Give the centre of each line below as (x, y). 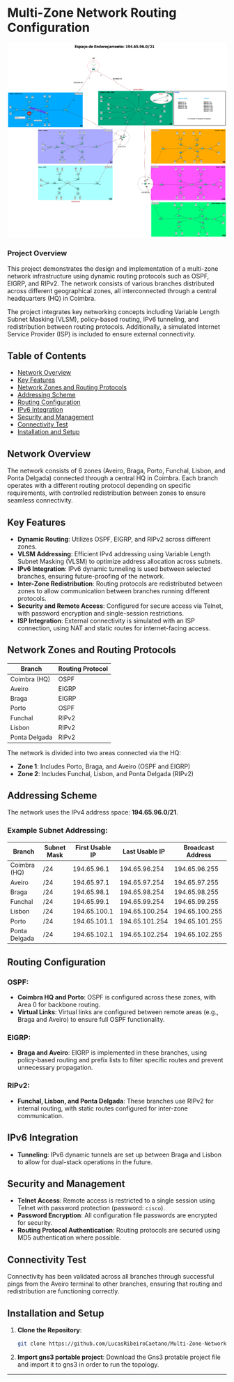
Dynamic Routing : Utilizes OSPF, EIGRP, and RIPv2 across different (114, 540)
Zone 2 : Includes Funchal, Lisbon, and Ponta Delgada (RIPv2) (105, 773)
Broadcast (199, 848)
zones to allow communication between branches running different (114, 591)
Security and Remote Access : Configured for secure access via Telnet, (120, 606)
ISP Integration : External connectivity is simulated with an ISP (106, 621)
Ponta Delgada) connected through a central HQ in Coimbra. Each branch (112, 478)
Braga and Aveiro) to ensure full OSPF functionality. (91, 1020)
